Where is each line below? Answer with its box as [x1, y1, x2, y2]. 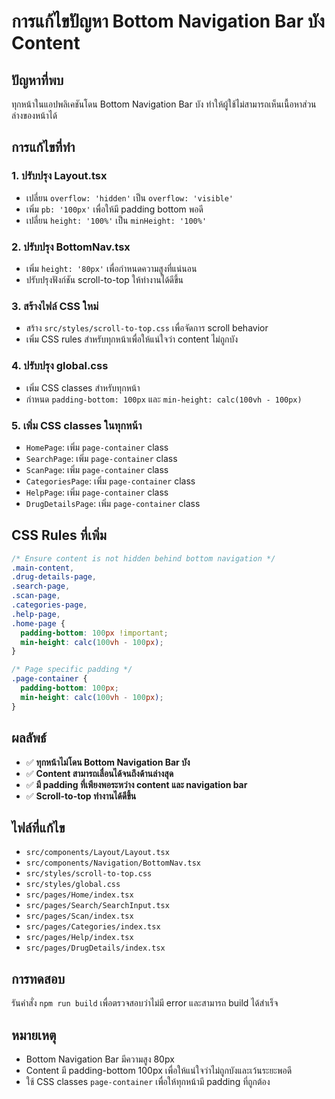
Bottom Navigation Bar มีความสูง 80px [25, 1053, 175, 1065]
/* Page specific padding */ [11, 665, 133, 675]
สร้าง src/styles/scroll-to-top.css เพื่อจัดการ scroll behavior [25, 322, 269, 334]
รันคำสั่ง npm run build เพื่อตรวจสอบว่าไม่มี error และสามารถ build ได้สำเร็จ [11, 997, 279, 1009]
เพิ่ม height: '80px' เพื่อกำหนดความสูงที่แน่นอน [25, 262, 198, 274]
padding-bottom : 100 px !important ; [20, 628, 169, 638]
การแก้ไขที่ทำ [11, 139, 76, 156]
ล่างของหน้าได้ [11, 110, 58, 121]
